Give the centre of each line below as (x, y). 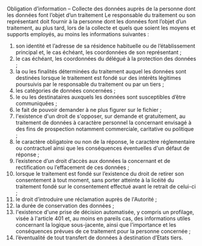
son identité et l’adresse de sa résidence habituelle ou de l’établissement (105, 46)
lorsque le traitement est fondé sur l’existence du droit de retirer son (100, 174)
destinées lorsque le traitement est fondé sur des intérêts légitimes (98, 78)
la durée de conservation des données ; (65, 206)
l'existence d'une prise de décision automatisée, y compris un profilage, (105, 212)
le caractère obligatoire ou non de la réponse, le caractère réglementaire (105, 142)
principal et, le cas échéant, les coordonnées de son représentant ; (99, 52)
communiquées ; (36, 103)
